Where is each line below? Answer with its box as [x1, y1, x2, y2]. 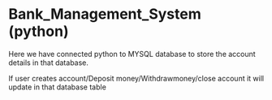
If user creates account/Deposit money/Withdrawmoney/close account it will [8, 73, 265, 83]
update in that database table [8, 82, 107, 92]
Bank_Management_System [8, 5, 201, 24]
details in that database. [8, 58, 89, 67]
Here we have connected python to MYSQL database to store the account [8, 49, 256, 59]
